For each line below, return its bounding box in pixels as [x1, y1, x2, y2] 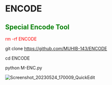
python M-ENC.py [5, 65, 42, 71]
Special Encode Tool [5, 23, 70, 31]
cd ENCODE [5, 55, 30, 61]
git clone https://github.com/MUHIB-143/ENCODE [5, 46, 108, 51]
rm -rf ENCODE [5, 36, 37, 42]
